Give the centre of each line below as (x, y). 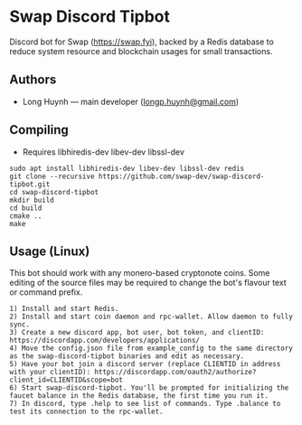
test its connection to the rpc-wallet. (87, 412)
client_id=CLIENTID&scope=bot (66, 380)
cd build (26, 208)
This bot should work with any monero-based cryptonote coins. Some (140, 273)
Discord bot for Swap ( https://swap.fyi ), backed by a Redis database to (142, 42)
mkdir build (32, 200)
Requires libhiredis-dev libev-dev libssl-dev (104, 152)
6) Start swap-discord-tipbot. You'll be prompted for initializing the (149, 388)
